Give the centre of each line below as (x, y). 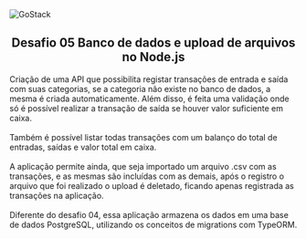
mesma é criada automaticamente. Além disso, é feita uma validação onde (149, 99)
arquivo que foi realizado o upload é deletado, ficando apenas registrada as (152, 185)
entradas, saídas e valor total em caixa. (83, 147)
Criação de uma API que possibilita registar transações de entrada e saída (149, 79)
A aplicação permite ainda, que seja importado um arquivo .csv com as (143, 166)
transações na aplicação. (57, 195)
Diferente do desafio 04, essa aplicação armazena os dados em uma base (149, 214)
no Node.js (153, 57)
